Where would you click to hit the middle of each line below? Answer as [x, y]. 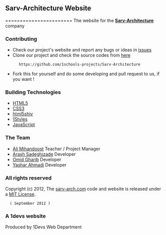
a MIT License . [21, 194]
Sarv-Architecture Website [48, 8]
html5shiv [23, 114]
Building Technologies [33, 92]
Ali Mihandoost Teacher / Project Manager [56, 149]
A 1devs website [26, 216]
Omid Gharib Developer [37, 159]
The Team [18, 138]
